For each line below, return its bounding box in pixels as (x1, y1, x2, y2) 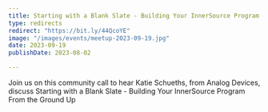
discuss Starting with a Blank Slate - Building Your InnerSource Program (8, 86, 246, 96)
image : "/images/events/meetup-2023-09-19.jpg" (8, 34, 170, 42)
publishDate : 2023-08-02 (8, 49, 91, 57)
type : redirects (8, 19, 62, 27)
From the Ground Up (8, 95, 76, 104)
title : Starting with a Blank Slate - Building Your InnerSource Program (8, 11, 260, 20)
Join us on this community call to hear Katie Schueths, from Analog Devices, (8, 78, 261, 87)
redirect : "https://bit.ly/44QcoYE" (8, 26, 130, 34)
